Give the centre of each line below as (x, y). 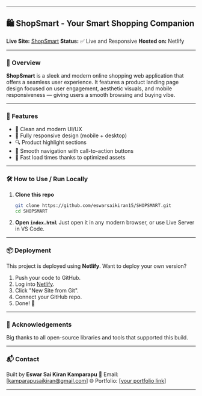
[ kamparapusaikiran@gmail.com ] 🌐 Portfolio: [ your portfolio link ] (86, 381)
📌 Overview (23, 63)
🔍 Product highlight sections (51, 143)
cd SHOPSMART (31, 211)
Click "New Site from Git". (47, 290)
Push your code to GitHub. (48, 277)
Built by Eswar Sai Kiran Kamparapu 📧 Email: (63, 374)
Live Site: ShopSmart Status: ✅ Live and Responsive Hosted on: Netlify (95, 41)
